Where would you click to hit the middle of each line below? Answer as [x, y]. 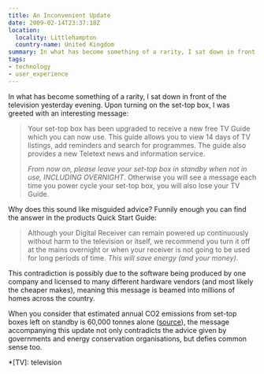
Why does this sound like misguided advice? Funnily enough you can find [127, 209]
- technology [30, 67]
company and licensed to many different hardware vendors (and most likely [131, 281]
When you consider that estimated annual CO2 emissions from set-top [123, 313]
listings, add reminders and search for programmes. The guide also [137, 145]
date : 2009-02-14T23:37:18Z [54, 23]
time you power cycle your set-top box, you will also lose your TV [134, 185]
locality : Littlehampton [56, 37]
